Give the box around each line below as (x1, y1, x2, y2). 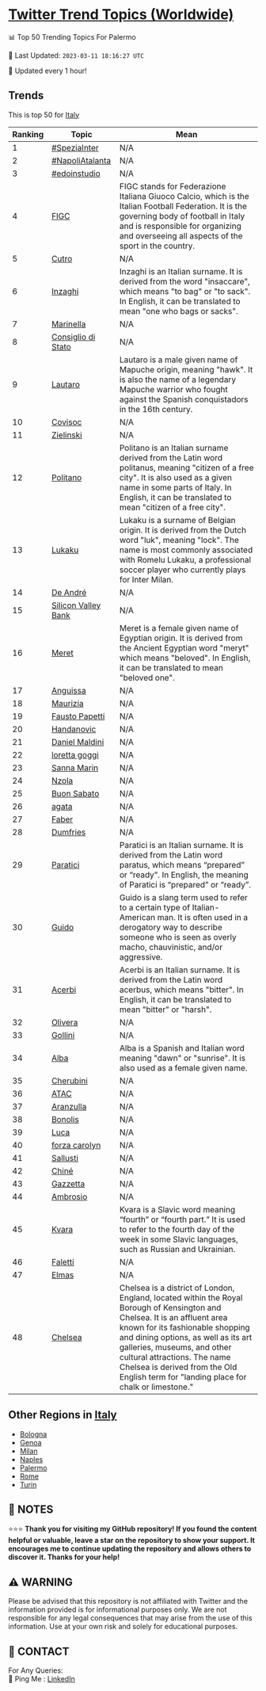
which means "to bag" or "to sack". (119, 285, 251, 296)
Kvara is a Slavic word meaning (119, 1204, 236, 1215)
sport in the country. (119, 240, 196, 251)
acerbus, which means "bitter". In (119, 984, 244, 995)
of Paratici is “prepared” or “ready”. (119, 879, 252, 890)
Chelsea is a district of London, (119, 1282, 235, 1293)
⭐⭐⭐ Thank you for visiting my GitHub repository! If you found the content (8, 1524, 257, 1534)
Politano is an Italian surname (119, 442, 229, 453)
